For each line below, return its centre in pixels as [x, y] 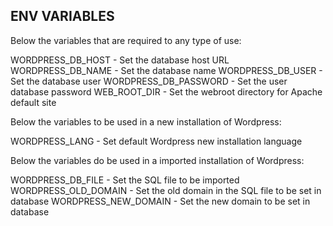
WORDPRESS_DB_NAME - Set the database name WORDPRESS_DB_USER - [166, 70]
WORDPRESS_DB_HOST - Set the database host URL [120, 60]
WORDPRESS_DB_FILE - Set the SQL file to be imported [125, 180]
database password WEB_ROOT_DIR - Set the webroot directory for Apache [166, 91]
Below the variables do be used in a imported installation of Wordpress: [157, 160]
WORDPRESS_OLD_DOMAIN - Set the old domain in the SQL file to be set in [166, 190]
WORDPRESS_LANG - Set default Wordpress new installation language [156, 141]
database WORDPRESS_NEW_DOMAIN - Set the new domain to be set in [160, 201]
